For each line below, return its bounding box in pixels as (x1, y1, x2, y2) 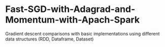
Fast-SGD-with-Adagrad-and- (5, 3, 136, 15)
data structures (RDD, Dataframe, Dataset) (5, 36, 94, 42)
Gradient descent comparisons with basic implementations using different (5, 30, 160, 36)
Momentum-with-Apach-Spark (5, 14, 140, 25)
